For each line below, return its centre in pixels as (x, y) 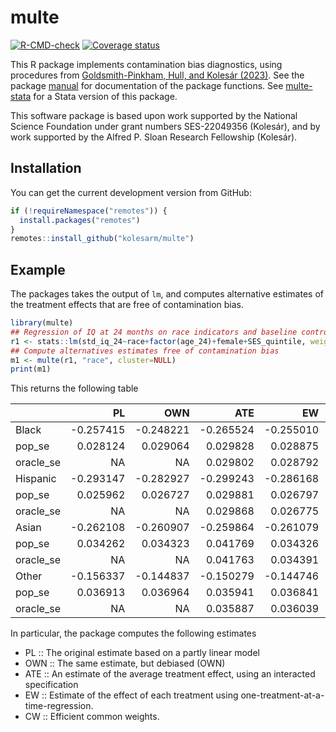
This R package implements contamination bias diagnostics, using (146, 64)
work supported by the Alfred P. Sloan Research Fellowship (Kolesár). (154, 137)
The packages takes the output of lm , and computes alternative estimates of (167, 294)
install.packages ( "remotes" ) (80, 220)
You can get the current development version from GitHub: (131, 192)
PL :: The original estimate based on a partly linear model (142, 653)
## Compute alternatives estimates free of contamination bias (145, 351)
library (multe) (42, 323)
